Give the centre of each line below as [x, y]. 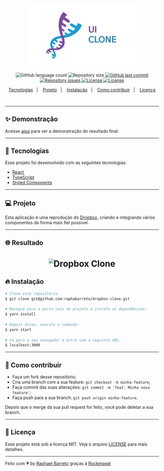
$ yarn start [18, 330]
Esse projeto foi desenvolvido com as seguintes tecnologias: [66, 163]
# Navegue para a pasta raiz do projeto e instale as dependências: [76, 309]
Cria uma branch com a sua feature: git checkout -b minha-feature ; [81, 382]
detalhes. [14, 449]
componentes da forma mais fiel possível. [47, 223]
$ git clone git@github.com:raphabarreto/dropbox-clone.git [68, 299]
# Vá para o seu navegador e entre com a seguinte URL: [63, 340]
